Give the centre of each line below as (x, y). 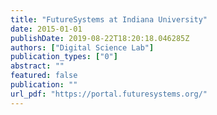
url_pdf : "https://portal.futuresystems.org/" (109, 94)
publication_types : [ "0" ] (64, 57)
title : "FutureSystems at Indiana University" (109, 19)
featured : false (44, 76)
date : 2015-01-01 (46, 29)
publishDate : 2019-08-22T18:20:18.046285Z (100, 38)
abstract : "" (37, 66)
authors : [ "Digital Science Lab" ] (82, 47)
